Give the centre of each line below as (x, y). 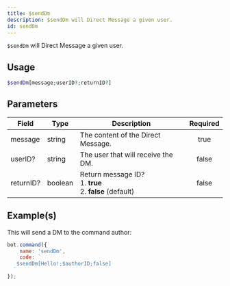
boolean (60, 183)
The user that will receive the (126, 155)
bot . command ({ (27, 245)
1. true (91, 183)
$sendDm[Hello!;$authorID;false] (64, 264)
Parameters (33, 104)
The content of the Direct (120, 135)
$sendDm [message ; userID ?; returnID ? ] (59, 83)
